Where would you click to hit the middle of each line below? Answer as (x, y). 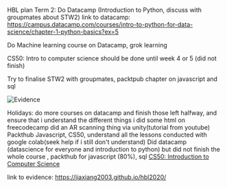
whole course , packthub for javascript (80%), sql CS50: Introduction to (108, 156)
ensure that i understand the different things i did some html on (96, 120)
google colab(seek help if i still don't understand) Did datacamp (97, 142)
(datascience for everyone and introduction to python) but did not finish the (114, 149)
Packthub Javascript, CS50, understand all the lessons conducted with (107, 134)
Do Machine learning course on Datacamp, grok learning (87, 45)
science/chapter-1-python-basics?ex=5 (63, 32)
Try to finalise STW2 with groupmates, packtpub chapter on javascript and (112, 79)
